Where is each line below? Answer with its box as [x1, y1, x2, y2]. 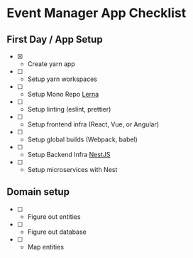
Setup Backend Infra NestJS [27, 151, 111, 158]
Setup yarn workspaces [27, 75, 97, 83]
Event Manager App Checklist [6, 5, 187, 21]
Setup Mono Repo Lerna [27, 90, 99, 98]
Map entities [27, 242, 65, 251]
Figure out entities [27, 212, 81, 221]
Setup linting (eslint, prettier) [27, 105, 111, 113]
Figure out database [27, 227, 87, 236]
